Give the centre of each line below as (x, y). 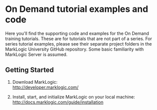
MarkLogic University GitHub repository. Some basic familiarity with (75, 49)
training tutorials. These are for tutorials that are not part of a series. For (79, 39)
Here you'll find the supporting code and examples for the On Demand (77, 33)
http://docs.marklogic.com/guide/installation (58, 102)
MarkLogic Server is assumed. (37, 54)
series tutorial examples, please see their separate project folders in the (78, 44)
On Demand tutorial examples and (77, 9)
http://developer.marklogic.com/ (45, 87)
